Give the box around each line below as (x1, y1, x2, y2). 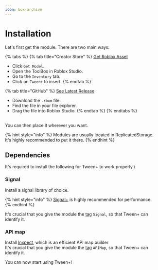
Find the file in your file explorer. (12, 103, 77, 108)
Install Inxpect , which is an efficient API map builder (5, 239, 109, 245)
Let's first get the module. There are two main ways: (5, 44, 110, 50)
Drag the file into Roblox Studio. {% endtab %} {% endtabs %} (12, 108, 138, 113)
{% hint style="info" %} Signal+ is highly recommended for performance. (5, 197, 152, 202)
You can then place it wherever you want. (5, 122, 88, 128)
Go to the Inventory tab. (12, 73, 61, 79)
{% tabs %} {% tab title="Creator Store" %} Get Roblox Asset (5, 54, 128, 59)
